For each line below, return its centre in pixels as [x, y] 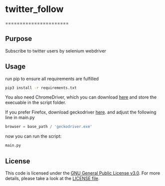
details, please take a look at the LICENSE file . [52, 178]
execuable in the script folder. [36, 102]
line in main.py [20, 117]
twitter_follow [34, 9]
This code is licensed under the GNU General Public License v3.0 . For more [83, 173]
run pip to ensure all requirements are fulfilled [52, 78]
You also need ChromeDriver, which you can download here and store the [81, 97]
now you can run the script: [33, 136]
